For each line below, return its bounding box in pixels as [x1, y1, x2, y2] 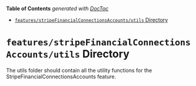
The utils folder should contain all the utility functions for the [6, 67, 152, 74]
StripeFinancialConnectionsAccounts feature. [6, 73, 117, 80]
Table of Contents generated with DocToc [6, 5, 109, 12]
